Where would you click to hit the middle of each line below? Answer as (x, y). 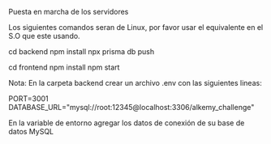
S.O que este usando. (44, 36)
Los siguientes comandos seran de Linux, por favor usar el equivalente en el (136, 27)
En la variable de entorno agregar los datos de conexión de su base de (127, 123)
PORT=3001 (28, 99)
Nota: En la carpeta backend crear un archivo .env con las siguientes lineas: (135, 83)
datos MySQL (31, 131)
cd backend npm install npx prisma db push (82, 51)
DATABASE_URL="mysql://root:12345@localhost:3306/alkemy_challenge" (131, 107)
